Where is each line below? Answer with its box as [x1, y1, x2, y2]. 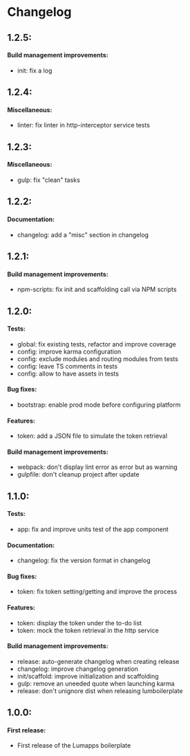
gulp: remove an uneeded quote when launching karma [17, 679, 175, 688]
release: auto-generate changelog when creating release [17, 657, 180, 665]
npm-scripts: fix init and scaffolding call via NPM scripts [17, 285, 178, 294]
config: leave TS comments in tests [17, 362, 118, 370]
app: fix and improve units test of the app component [17, 525, 169, 533]
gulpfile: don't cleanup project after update [17, 470, 140, 479]
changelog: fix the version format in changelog [17, 556, 151, 564]
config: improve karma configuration [17, 347, 122, 356]
